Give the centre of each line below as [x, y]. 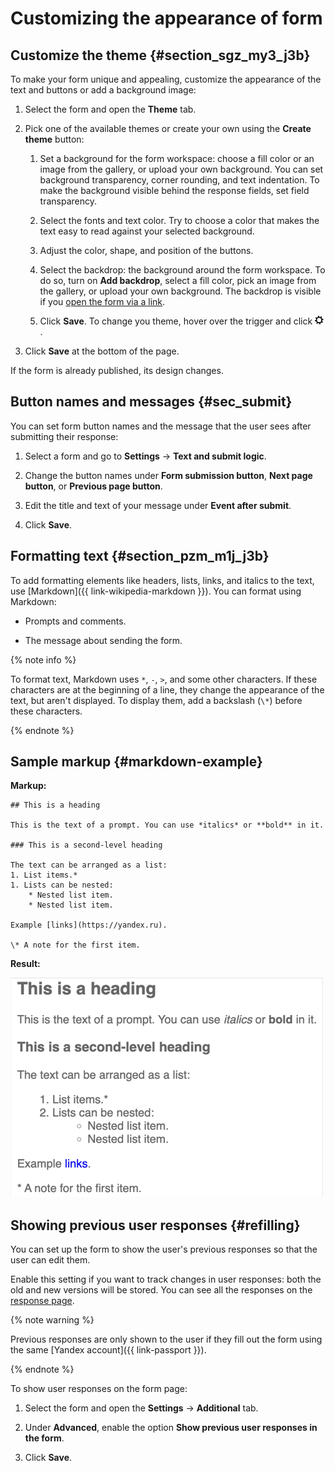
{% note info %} [43, 659]
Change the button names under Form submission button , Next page [168, 475]
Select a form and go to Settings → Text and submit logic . [145, 456]
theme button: [54, 139]
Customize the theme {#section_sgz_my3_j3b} [160, 55]
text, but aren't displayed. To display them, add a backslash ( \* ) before [156, 700]
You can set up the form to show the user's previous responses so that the [164, 1249]
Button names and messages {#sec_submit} [151, 402]
